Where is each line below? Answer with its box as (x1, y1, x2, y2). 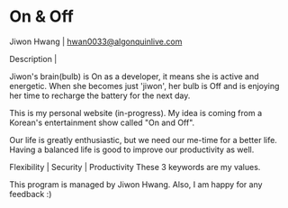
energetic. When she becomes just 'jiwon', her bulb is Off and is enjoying (9, 80, 280, 91)
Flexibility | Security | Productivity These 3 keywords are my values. (9, 161, 261, 172)
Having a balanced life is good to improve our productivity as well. (9, 144, 255, 155)
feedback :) (9, 188, 52, 199)
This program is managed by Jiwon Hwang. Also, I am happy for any (9, 178, 263, 190)
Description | (9, 53, 58, 64)
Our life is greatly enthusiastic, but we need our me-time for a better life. (9, 134, 277, 145)
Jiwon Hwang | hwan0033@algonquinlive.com (9, 36, 183, 47)
